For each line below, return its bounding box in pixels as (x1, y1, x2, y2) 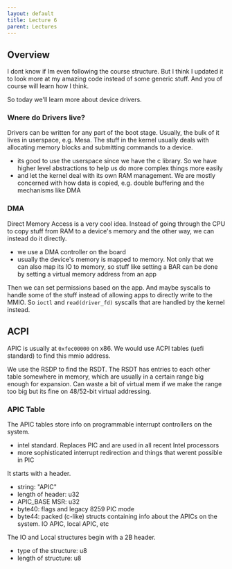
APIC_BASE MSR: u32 (17, 497, 80, 506)
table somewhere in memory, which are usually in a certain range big (7, 372, 204, 381)
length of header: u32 (17, 490, 80, 498)
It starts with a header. (7, 469, 71, 477)
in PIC (17, 456, 35, 464)
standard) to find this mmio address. (7, 352, 111, 360)
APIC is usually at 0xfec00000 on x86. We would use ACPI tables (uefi (7, 344, 204, 352)
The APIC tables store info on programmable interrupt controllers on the (7, 420, 213, 428)
